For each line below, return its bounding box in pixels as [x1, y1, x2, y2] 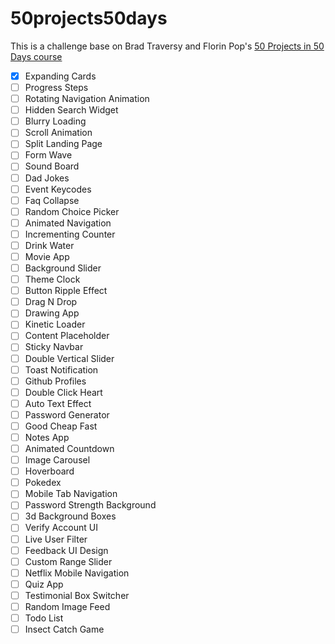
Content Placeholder [24, 330, 110, 342]
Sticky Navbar [24, 341, 84, 353]
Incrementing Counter [24, 228, 116, 240]
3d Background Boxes [24, 510, 117, 522]
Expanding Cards [24, 70, 97, 82]
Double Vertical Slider [24, 352, 115, 364]
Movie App [24, 250, 70, 262]
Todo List [24, 612, 64, 624]
